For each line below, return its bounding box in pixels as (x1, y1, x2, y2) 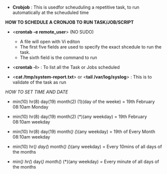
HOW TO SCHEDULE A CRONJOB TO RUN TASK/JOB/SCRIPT (5, 19, 134, 25)
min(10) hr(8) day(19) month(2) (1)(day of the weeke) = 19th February (12, 98, 155, 104)
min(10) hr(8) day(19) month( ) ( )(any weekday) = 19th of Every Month (12, 128, 155, 134)
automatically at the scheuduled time (12, 9, 89, 15)
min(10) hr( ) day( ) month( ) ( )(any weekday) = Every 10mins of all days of (12, 143, 162, 149)
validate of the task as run (12, 79, 67, 85)
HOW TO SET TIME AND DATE (5, 89, 69, 94)
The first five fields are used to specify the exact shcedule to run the (20, 44, 162, 49)
